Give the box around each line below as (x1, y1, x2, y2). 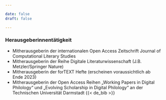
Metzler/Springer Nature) (12, 64, 64, 69)
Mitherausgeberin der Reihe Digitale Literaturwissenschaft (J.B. (12, 58, 142, 64)
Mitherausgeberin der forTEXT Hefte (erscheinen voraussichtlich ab (12, 68, 151, 74)
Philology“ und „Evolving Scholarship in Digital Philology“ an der (12, 84, 143, 90)
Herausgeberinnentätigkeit (5, 36, 72, 43)
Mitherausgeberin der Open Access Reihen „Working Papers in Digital (12, 79, 155, 85)
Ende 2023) (12, 74, 37, 80)
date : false (5, 11, 30, 16)
